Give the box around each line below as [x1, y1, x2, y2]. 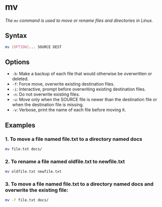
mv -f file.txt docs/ [5, 198, 49, 203]
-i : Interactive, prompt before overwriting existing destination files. [12, 86, 146, 92]
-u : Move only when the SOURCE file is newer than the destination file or [12, 97, 158, 103]
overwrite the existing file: [5, 187, 69, 193]
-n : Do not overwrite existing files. [12, 91, 80, 97]
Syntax [5, 32, 27, 40]
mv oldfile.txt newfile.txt [5, 169, 62, 174]
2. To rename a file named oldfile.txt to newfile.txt [5, 158, 125, 165]
